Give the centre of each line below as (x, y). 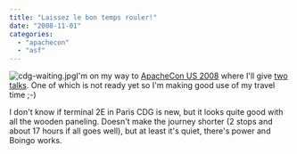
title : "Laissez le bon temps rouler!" (83, 17)
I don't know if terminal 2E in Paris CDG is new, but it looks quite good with (146, 112)
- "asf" (32, 51)
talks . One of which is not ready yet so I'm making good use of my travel (142, 85)
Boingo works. (36, 141)
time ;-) (23, 95)
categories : (31, 34)
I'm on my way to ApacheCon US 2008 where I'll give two (181, 76)
